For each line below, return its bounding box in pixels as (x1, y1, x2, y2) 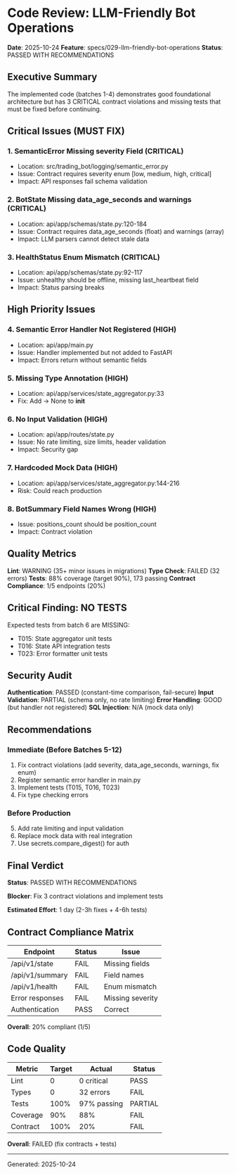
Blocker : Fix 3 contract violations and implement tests (7, 892, 164, 901)
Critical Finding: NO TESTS (7, 602, 128, 614)
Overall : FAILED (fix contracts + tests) (7, 1139, 117, 1148)
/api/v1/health (11, 981, 58, 991)
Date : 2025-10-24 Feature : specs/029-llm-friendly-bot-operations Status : (7, 43, 223, 51)
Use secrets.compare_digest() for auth (17, 839, 130, 848)
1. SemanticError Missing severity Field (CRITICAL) (7, 146, 184, 156)
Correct (104, 1004, 130, 1014)
